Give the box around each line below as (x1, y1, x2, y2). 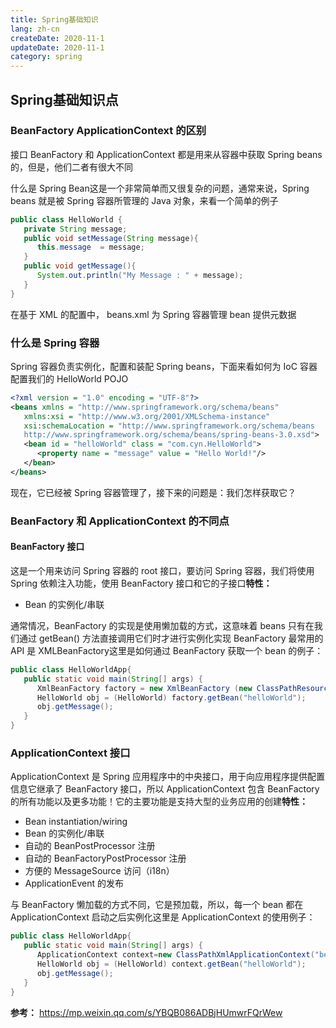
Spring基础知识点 (10, 91, 119, 108)
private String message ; (23, 224, 128, 234)
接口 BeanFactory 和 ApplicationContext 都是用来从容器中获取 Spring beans (10, 148, 323, 160)
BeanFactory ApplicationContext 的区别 (10, 124, 207, 138)
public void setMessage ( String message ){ (23, 233, 199, 243)
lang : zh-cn (10, 24, 60, 34)
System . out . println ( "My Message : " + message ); (36, 271, 244, 281)
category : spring (10, 52, 83, 62)
